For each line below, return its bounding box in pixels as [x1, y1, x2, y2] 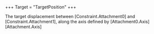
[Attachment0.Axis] [110, 19, 150, 24]
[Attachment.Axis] [5, 24, 42, 30]
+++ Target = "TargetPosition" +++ [5, 4, 76, 10]
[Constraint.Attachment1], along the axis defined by [5, 19, 110, 24]
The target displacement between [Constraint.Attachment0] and [5, 14, 135, 19]
